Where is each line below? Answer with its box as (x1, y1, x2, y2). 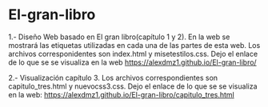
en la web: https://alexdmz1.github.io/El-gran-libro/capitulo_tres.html (8, 89, 234, 99)
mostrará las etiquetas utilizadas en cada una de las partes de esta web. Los (8, 40, 261, 50)
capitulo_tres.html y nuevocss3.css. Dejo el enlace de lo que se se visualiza (8, 81, 258, 91)
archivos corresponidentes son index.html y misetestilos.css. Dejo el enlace (8, 49, 258, 58)
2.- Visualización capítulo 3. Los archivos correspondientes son (8, 73, 218, 82)
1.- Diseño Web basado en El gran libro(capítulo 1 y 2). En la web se (8, 32, 230, 42)
